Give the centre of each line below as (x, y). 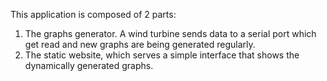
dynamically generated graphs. (89, 65)
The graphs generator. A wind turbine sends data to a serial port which (170, 33)
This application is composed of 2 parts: (93, 14)
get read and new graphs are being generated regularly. (140, 44)
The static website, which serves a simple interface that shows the (162, 55)
